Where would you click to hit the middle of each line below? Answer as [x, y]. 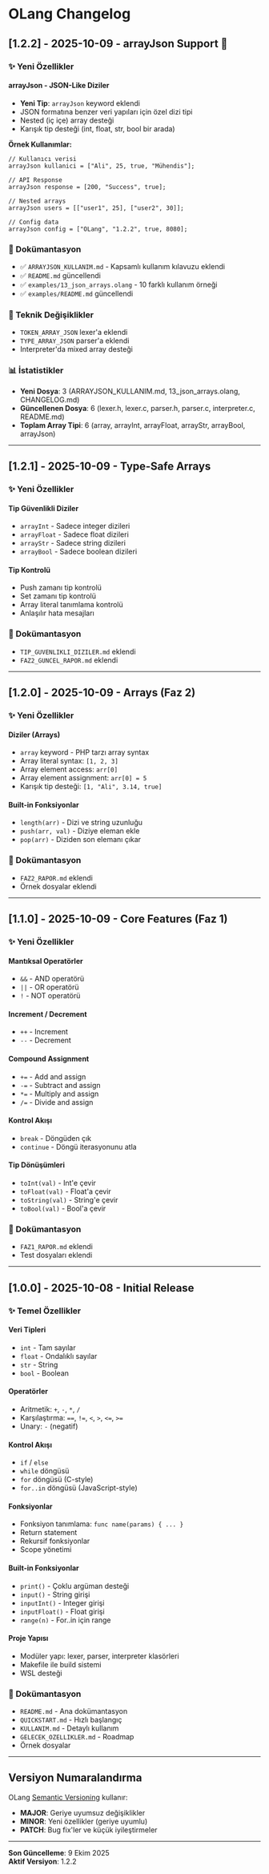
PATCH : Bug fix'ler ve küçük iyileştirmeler [88, 1830]
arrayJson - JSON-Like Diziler [59, 86]
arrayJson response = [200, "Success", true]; [87, 187]
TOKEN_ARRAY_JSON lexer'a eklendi [74, 332]
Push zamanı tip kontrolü [61, 588]
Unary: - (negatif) [49, 1426]
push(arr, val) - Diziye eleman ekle [80, 831]
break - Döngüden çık [56, 1138]
